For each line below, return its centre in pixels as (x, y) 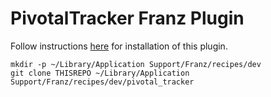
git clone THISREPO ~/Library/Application (100, 73)
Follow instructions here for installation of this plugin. (119, 46)
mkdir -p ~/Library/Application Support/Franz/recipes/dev (136, 64)
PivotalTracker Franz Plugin (127, 18)
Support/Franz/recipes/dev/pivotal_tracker (102, 82)
